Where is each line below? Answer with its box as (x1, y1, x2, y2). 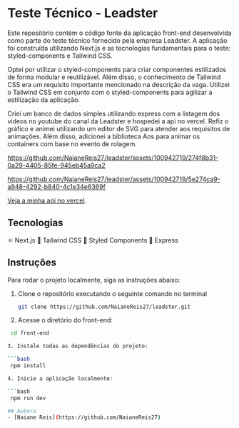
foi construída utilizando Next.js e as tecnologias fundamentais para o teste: (7, 44, 231, 52)
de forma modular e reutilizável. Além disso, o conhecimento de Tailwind (7, 73, 221, 81)
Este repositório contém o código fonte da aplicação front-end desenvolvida (7, 29, 232, 37)
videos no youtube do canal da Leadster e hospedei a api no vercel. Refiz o (7, 116, 229, 126)
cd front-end (10, 330, 50, 337)
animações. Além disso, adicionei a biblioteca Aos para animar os (7, 132, 200, 141)
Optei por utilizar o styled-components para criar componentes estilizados (7, 65, 227, 73)
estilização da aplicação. (7, 95, 81, 104)
